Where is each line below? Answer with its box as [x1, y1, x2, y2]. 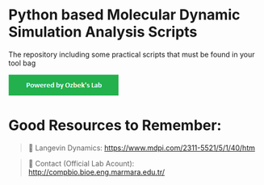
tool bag [8, 58, 36, 68]
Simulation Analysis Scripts [8, 23, 198, 41]
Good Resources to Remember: [8, 116, 222, 135]
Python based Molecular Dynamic [8, 6, 241, 24]
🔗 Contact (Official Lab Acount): [27, 158, 135, 168]
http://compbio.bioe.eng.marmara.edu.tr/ [27, 167, 166, 177]
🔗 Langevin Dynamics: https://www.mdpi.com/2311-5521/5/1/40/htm [27, 143, 256, 153]
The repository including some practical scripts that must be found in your [8, 49, 255, 59]
